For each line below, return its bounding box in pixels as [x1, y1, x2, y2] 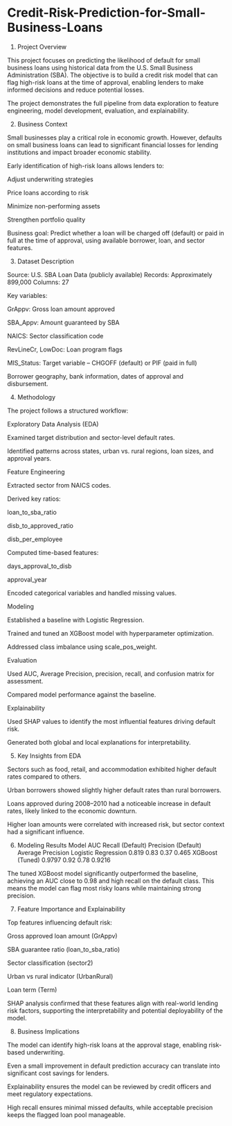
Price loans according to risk [7, 188, 89, 197]
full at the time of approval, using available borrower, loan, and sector [7, 236, 206, 245]
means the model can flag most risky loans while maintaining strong [7, 884, 202, 892]
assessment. [7, 677, 44, 685]
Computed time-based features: [7, 548, 99, 556]
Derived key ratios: [7, 495, 61, 503]
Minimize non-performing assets [7, 201, 100, 210]
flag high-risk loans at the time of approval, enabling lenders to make [7, 78, 204, 86]
